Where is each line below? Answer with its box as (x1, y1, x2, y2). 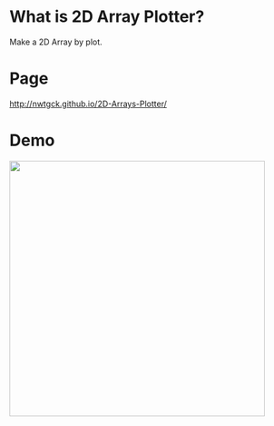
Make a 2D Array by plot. (9, 36, 103, 47)
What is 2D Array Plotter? (9, 6, 205, 27)
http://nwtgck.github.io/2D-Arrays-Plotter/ (9, 98, 168, 109)
